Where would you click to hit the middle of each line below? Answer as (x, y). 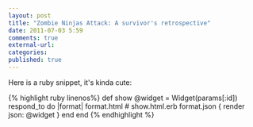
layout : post (30, 15)
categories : (28, 52)
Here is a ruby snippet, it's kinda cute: (70, 82)
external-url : (32, 45)
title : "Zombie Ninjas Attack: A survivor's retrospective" (110, 23)
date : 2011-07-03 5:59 (46, 30)
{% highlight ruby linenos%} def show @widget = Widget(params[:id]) (123, 98)
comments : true (33, 38)
